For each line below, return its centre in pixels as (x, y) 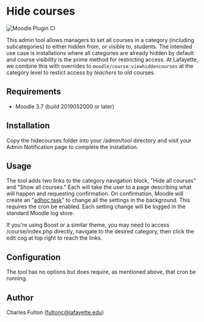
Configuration (34, 257)
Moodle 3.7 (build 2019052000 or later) (65, 106)
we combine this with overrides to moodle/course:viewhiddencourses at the (100, 66)
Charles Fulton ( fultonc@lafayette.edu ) (55, 312)
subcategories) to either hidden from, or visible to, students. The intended (99, 46)
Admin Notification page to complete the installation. (72, 147)
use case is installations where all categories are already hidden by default (100, 53)
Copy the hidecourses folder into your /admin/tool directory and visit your (99, 140)
